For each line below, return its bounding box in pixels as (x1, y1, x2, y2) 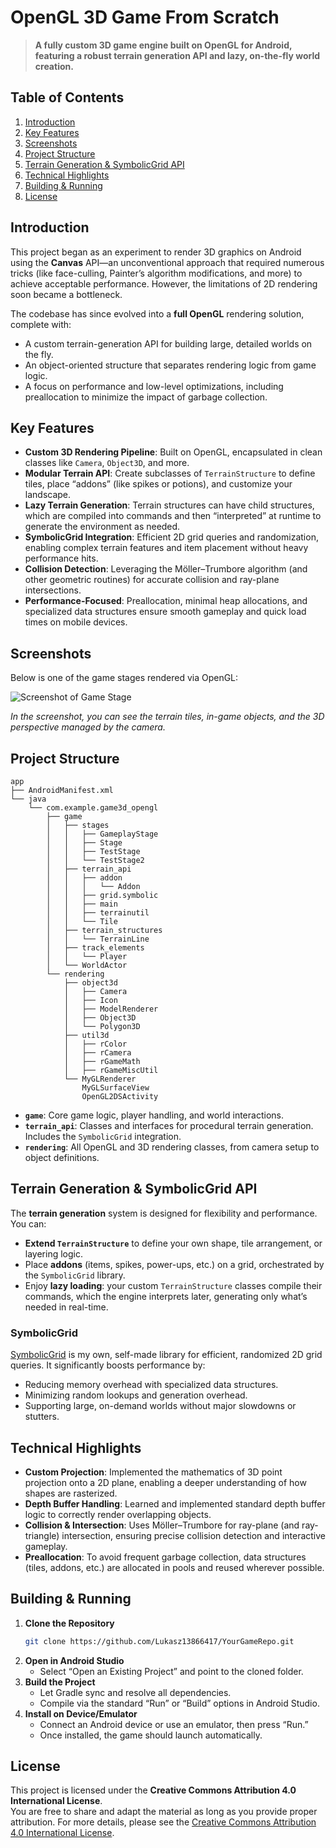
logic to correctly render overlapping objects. (24, 1508, 212, 1520)
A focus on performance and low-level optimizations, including (24, 380, 284, 392)
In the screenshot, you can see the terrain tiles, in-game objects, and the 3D (10, 711, 325, 723)
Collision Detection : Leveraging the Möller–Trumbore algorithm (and (24, 563, 308, 575)
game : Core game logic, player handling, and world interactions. (24, 1109, 284, 1121)
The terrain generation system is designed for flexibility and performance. (10, 1207, 318, 1219)
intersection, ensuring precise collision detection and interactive (61, 1529, 327, 1541)
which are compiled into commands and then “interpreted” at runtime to (24, 510, 322, 522)
